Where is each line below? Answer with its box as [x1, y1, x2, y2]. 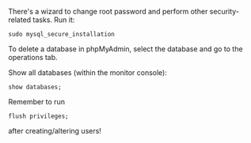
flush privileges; [8, 112, 69, 120]
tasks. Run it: [32, 15, 75, 24]
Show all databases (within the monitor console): [8, 68, 168, 77]
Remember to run [8, 97, 66, 106]
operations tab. [8, 53, 58, 62]
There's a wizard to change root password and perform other [8, 7, 208, 16]
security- [209, 7, 240, 16]
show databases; [8, 83, 62, 91]
